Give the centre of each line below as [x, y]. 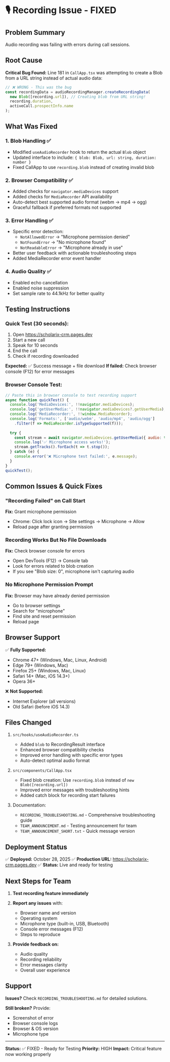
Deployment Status [36, 847]
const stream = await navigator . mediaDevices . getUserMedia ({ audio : [88, 438]
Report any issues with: [38, 903]
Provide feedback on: [36, 944]
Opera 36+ [24, 681]
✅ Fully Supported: [26, 650]
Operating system [39, 918]
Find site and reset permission [44, 616]
